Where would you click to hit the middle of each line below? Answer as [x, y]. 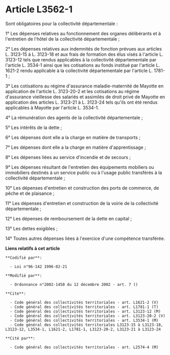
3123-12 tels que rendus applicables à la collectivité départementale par [81, 59]
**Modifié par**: [24, 275]
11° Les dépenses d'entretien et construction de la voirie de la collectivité [82, 203]
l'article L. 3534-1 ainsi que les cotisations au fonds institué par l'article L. [83, 65]
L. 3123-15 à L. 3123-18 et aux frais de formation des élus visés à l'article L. [84, 54]
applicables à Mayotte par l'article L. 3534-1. [52, 107]
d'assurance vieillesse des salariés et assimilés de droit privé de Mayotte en [85, 97]
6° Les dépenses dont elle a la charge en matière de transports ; [73, 137]
